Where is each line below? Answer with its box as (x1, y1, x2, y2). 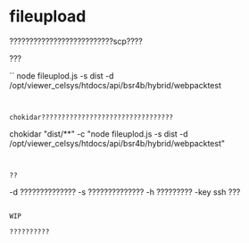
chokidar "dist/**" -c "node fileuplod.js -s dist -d (9, 128, 189, 139)
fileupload (9, 6, 87, 27)
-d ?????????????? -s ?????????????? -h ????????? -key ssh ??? (9, 186, 241, 197)
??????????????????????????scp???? (9, 36, 143, 46)
